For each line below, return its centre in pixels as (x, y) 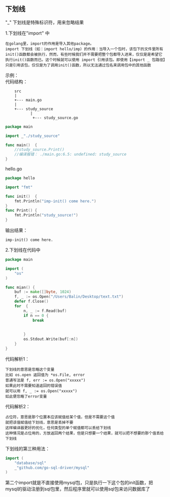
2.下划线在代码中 (23, 250)
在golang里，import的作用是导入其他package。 (49, 44)
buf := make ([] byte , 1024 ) (43, 292)
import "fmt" (19, 187)
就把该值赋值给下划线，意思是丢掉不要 (39, 422)
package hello (20, 178)
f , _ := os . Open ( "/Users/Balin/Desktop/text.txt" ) (69, 297)
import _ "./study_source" (32, 136)
